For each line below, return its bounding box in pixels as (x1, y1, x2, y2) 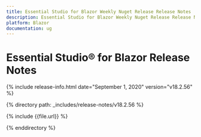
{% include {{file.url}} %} (6, 113, 68, 120)
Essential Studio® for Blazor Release (6, 51, 190, 64)
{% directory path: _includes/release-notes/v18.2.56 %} (6, 101, 144, 108)
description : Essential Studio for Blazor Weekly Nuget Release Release (6, 14, 191, 20)
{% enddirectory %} (6, 124, 56, 132)
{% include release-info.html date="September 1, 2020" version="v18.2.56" (6, 83, 193, 91)
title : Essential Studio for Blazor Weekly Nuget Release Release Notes (6, 8, 191, 15)
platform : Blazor (6, 20, 50, 26)
